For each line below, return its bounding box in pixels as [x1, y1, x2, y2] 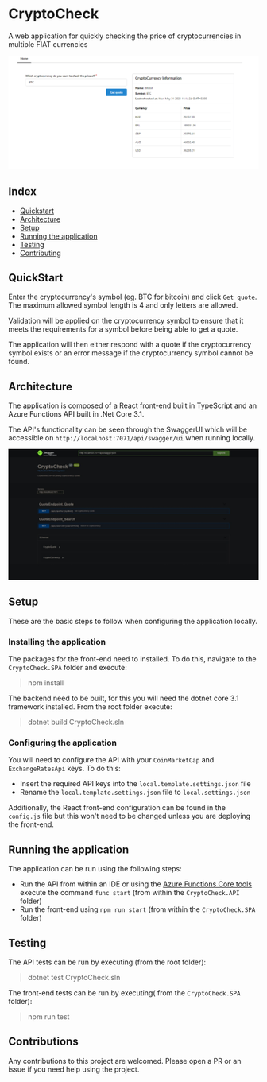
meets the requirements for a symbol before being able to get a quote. [8, 324, 238, 334]
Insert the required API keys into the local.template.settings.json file [19, 779, 252, 789]
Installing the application [8, 636, 106, 647]
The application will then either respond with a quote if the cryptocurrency [8, 339, 252, 350]
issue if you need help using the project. [8, 1065, 140, 1074]
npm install [27, 678, 64, 688]
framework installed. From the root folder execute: [8, 702, 172, 712]
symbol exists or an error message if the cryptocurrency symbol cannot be [8, 348, 253, 358]
